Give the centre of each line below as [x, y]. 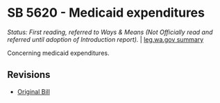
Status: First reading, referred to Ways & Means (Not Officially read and [110, 32]
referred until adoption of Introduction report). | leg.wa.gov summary [105, 39]
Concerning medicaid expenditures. [58, 53]
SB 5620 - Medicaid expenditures [106, 13]
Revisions [29, 75]
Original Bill [34, 91]
